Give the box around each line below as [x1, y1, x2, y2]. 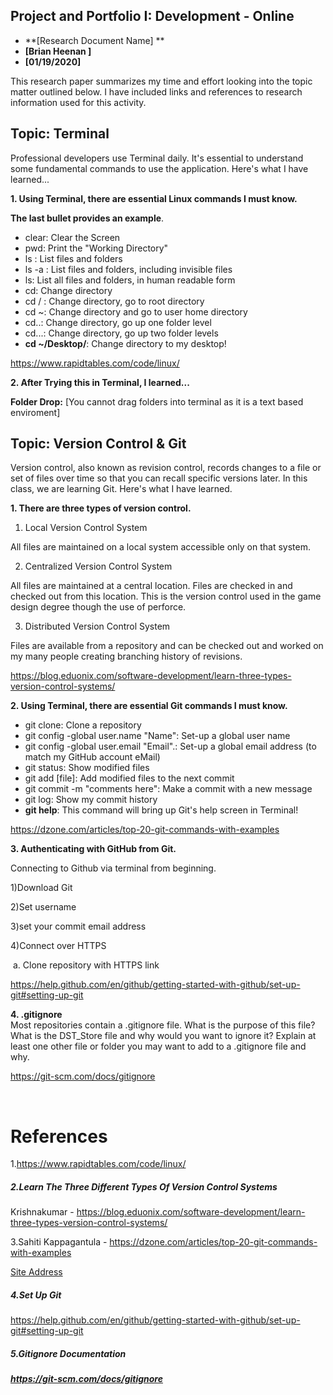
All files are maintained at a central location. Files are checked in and [10, 580, 293, 592]
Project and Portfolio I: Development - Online [10, 8, 295, 25]
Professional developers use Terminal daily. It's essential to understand [10, 152, 304, 164]
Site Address [10, 1266, 63, 1278]
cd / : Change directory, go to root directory [24, 295, 205, 307]
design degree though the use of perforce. [10, 601, 187, 613]
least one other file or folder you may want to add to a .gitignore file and [10, 1040, 307, 1053]
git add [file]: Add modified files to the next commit [24, 772, 235, 784]
